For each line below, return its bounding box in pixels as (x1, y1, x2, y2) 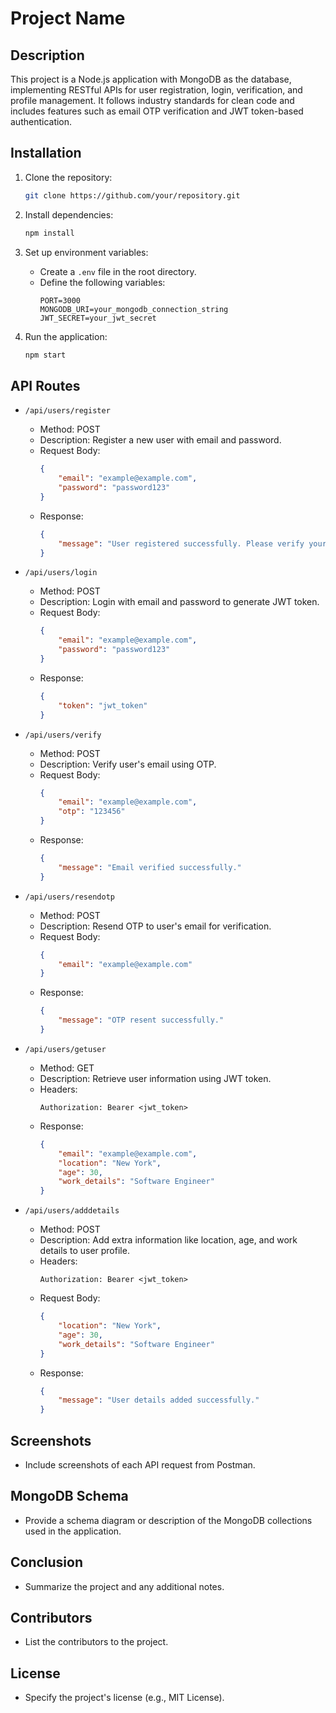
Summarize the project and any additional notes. (24, 1580, 225, 1592)
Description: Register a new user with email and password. (39, 434, 282, 446)
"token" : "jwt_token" (58, 700, 148, 711)
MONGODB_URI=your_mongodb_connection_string (39, 304, 229, 314)
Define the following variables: (39, 276, 166, 288)
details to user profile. (39, 1245, 130, 1257)
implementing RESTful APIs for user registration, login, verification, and (10, 84, 303, 96)
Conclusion (10, 1554, 84, 1571)
